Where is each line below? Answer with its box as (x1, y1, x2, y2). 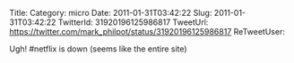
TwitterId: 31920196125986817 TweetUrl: (57, 17, 209, 28)
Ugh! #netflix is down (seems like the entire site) (9, 43, 187, 54)
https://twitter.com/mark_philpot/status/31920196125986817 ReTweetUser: (9, 27, 285, 36)
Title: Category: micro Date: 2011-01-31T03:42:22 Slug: (9, 8, 212, 18)
